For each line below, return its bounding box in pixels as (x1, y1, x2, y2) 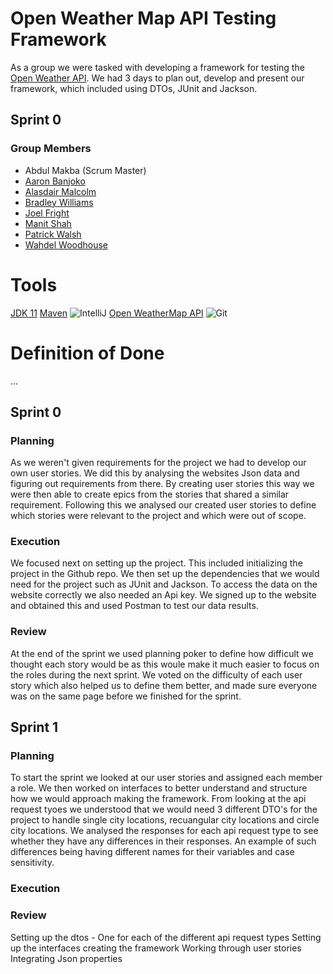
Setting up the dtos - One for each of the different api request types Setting (10, 931, 322, 943)
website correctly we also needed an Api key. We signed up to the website (10, 589, 317, 601)
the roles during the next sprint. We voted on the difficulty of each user (10, 668, 303, 681)
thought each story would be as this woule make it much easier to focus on (10, 658, 320, 670)
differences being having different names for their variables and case (10, 846, 295, 858)
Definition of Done (10, 342, 165, 364)
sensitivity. (10, 857, 55, 869)
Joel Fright (24, 207, 70, 219)
